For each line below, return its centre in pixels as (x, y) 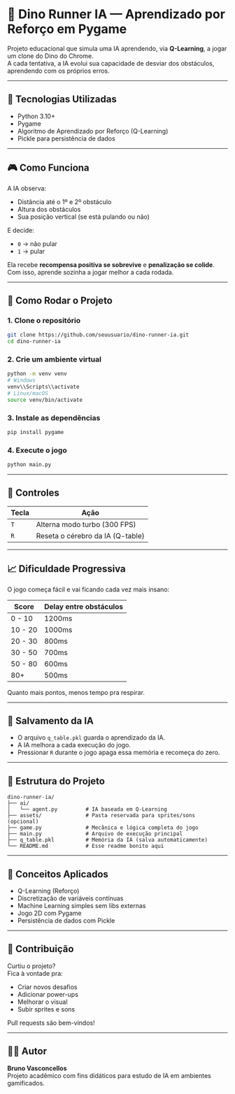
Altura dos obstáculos (49, 209)
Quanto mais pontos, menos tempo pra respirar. (76, 692)
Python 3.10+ (36, 116)
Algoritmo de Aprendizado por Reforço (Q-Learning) (93, 131)
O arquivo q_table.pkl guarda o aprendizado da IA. (91, 737)
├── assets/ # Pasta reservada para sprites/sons (101, 816)
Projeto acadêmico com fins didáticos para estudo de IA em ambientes (109, 1075)
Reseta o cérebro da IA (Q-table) (90, 535)
